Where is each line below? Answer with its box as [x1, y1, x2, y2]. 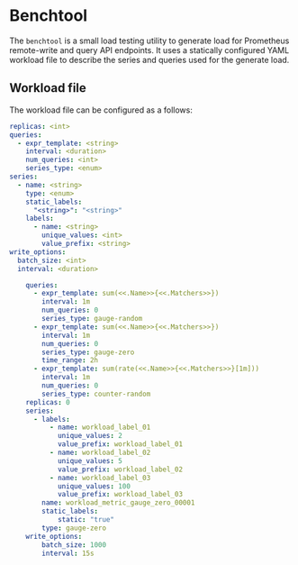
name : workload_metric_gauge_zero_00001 [41, 498, 195, 507]
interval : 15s [41, 549, 95, 558]
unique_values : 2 [57, 432, 123, 441]
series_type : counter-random [41, 389, 151, 398]
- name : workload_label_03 [49, 473, 151, 482]
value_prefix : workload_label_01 [57, 440, 183, 449]
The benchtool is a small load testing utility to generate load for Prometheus [9, 35, 290, 46]
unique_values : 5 [57, 456, 123, 465]
